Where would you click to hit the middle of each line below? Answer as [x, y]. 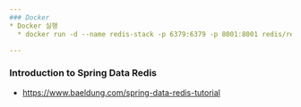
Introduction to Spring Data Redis [83, 73]
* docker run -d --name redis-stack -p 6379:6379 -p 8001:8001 [138, 34]
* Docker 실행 [34, 26]
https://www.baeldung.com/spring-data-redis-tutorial [121, 92]
